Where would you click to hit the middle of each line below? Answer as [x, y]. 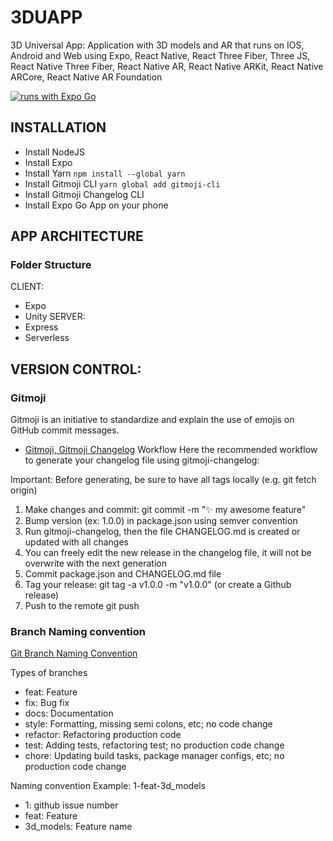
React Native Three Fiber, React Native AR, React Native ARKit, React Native [167, 66]
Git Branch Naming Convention [74, 653]
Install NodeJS [55, 152]
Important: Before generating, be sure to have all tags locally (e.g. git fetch [163, 480]
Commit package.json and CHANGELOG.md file [123, 574]
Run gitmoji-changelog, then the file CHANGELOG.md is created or [162, 532]
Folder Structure [51, 265]
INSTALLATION [58, 127]
